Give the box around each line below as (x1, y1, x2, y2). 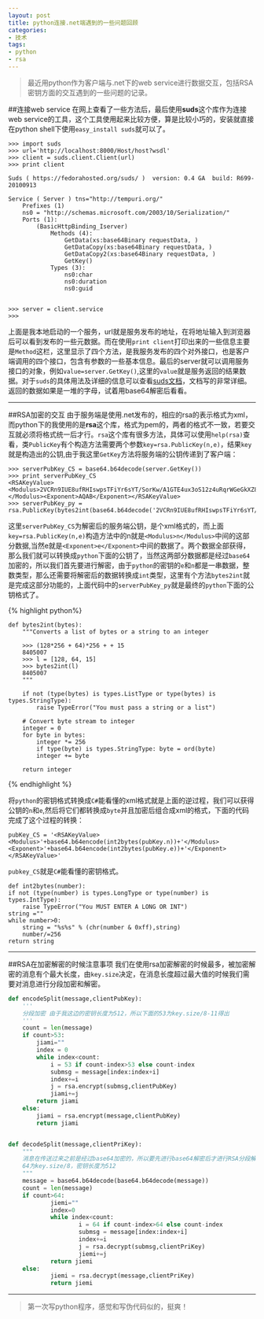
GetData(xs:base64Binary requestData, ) (64, 236, 199, 244)
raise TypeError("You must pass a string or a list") (36, 704, 216, 711)
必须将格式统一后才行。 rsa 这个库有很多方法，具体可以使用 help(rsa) (21, 430, 244, 439)
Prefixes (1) (22, 201, 65, 209)
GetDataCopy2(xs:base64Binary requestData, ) (64, 249, 216, 258)
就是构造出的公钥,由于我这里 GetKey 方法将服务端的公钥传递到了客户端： (8, 449, 238, 459)
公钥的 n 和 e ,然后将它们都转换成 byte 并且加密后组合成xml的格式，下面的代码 (8, 805, 250, 815)
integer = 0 (22, 724, 61, 732)
